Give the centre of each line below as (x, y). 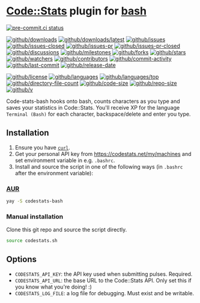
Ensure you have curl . (42, 147)
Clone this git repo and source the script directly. (67, 230)
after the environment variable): (54, 173)
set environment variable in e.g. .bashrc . (65, 160)
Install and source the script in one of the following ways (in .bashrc (99, 166)
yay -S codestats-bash (35, 201)
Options (22, 259)
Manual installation (35, 216)
